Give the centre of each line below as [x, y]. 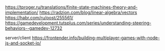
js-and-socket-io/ [23, 43]
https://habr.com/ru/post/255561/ [39, 18]
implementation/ [22, 12]
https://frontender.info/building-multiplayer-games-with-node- [96, 38]
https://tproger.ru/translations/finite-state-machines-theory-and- [71, 7]
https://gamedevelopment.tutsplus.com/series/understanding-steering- [78, 23]
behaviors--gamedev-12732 [34, 28]
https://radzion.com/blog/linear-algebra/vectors [88, 12]
